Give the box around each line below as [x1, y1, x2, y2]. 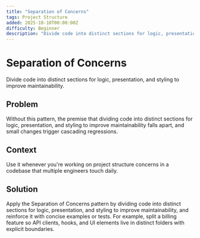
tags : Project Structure [6, 14, 68, 20]
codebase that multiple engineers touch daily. [6, 167, 118, 174]
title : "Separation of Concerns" [6, 8, 89, 15]
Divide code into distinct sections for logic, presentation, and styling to [6, 76, 180, 83]
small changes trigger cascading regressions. [6, 128, 118, 135]
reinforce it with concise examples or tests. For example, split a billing [6, 212, 177, 220]
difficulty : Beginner [6, 25, 60, 31]
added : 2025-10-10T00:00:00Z [6, 20, 79, 26]
